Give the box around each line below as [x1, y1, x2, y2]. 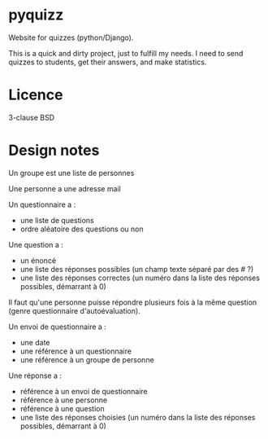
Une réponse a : [8, 371, 63, 380]
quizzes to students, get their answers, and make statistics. [8, 57, 207, 67]
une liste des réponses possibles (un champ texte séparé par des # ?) [19, 264, 254, 274]
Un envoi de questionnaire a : [8, 322, 107, 331]
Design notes [8, 141, 100, 160]
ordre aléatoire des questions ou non [19, 224, 144, 234]
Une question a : [8, 239, 63, 249]
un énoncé [19, 255, 57, 266]
